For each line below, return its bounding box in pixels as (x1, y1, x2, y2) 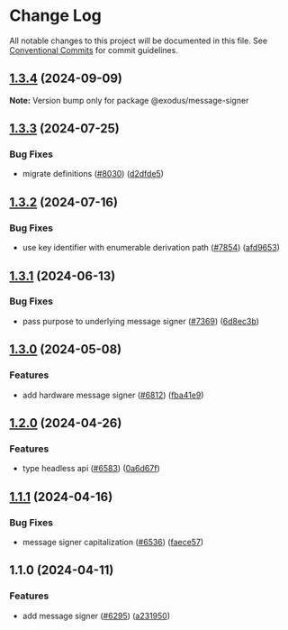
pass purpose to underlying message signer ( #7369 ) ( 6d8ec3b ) (22, 315, 259, 326)
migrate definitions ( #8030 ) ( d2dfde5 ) (22, 169, 165, 179)
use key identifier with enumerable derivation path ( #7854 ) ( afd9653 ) (22, 242, 281, 253)
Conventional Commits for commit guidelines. (9, 44, 178, 55)
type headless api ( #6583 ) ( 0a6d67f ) (22, 463, 160, 474)
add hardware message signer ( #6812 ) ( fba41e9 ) (22, 389, 204, 400)
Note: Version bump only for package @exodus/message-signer (9, 95, 249, 105)
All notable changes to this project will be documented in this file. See (9, 35, 268, 46)
